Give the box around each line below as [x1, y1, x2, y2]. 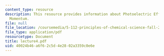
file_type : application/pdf [5, 30, 62, 35]
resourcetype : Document [5, 35, 54, 39]
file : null [5, 20, 27, 26]
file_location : [5, 25, 36, 30]
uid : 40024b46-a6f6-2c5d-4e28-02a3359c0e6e [5, 43, 95, 48]
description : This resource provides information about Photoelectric [5, 12, 152, 17]
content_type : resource [5, 7, 54, 12]
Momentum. [9, 16, 29, 21]
